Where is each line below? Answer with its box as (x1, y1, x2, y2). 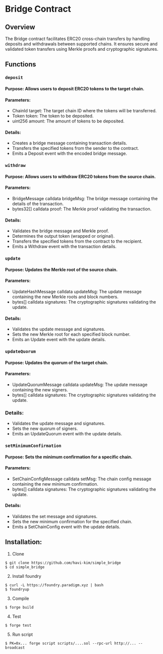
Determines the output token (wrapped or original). (12, 233, 115, 239)
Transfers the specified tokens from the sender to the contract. (12, 145, 139, 151)
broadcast (5, 645, 25, 650)
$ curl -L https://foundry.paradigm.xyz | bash (5, 582, 104, 588)
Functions (5, 60, 37, 69)
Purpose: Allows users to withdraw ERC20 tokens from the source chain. (5, 173, 156, 179)
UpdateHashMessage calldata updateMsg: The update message (12, 288, 142, 294)
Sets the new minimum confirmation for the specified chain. (12, 519, 133, 525)
